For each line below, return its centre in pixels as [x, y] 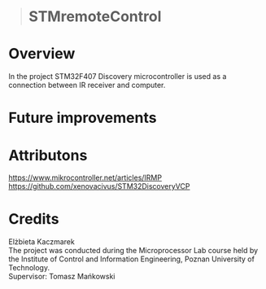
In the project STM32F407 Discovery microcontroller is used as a [118, 77]
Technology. [29, 268]
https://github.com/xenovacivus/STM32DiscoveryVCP [99, 186]
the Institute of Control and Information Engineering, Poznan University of [131, 259]
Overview [42, 54]
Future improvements [83, 118]
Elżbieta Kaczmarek [41, 242]
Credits [34, 219]
